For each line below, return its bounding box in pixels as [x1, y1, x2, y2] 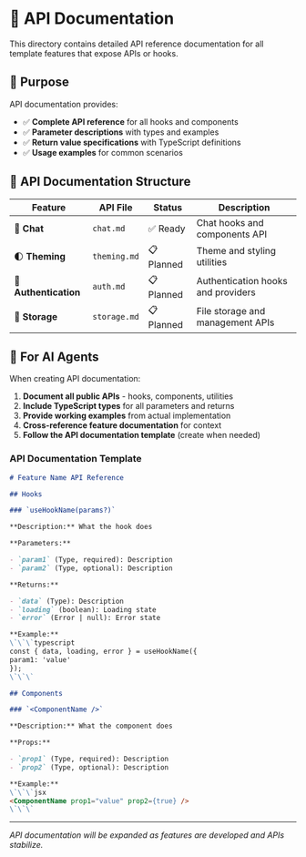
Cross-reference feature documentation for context [22, 420, 222, 431]
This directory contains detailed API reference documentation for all [9, 38, 264, 49]
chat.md [92, 223, 126, 233]
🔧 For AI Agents [9, 349, 99, 364]
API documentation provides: [9, 98, 118, 109]
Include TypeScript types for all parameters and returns [22, 401, 235, 412]
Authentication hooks [196, 275, 289, 288]
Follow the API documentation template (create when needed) [22, 430, 261, 441]
